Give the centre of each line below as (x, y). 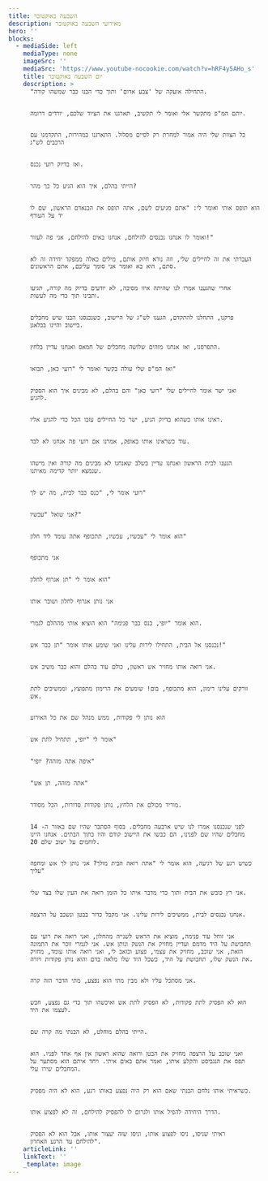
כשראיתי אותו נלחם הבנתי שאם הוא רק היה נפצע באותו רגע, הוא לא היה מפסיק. (141, 1090)
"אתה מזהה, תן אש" (59, 783)
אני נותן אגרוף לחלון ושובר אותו (71, 602)
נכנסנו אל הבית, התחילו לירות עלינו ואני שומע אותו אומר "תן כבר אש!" (128, 645)
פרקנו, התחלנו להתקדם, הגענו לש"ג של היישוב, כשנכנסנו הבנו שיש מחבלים (132, 318)
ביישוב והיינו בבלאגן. (56, 325)
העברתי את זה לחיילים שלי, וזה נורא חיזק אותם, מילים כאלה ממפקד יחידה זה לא (141, 259)
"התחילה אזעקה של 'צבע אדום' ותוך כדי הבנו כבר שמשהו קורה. (119, 91)
